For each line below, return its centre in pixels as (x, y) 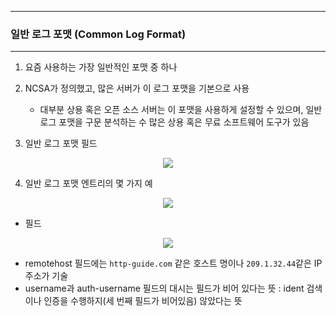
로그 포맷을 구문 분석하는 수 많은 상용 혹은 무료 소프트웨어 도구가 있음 (174, 122)
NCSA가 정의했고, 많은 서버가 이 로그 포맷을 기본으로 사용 (137, 88)
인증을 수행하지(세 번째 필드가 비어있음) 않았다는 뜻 (143, 301)
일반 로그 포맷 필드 (61, 143)
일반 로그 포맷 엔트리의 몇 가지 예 (88, 183)
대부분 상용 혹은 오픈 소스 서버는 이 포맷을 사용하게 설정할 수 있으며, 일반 (181, 110)
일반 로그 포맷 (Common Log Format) (98, 34)
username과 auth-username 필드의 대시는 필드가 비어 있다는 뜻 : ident (164, 288)
